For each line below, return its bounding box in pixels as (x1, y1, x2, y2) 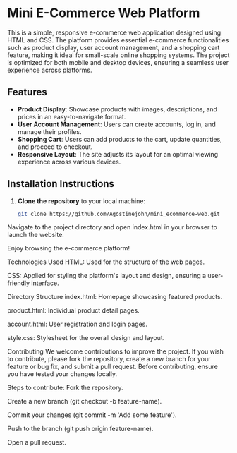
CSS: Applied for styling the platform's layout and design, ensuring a (7, 272, 207, 280)
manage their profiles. (17, 127, 82, 135)
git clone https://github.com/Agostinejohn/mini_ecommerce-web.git (17, 210, 220, 217)
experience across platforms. (7, 66, 92, 74)
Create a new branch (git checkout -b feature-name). (7, 397, 162, 406)
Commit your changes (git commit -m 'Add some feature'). (7, 411, 178, 419)
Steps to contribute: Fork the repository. (7, 383, 123, 392)
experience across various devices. (17, 157, 121, 166)
